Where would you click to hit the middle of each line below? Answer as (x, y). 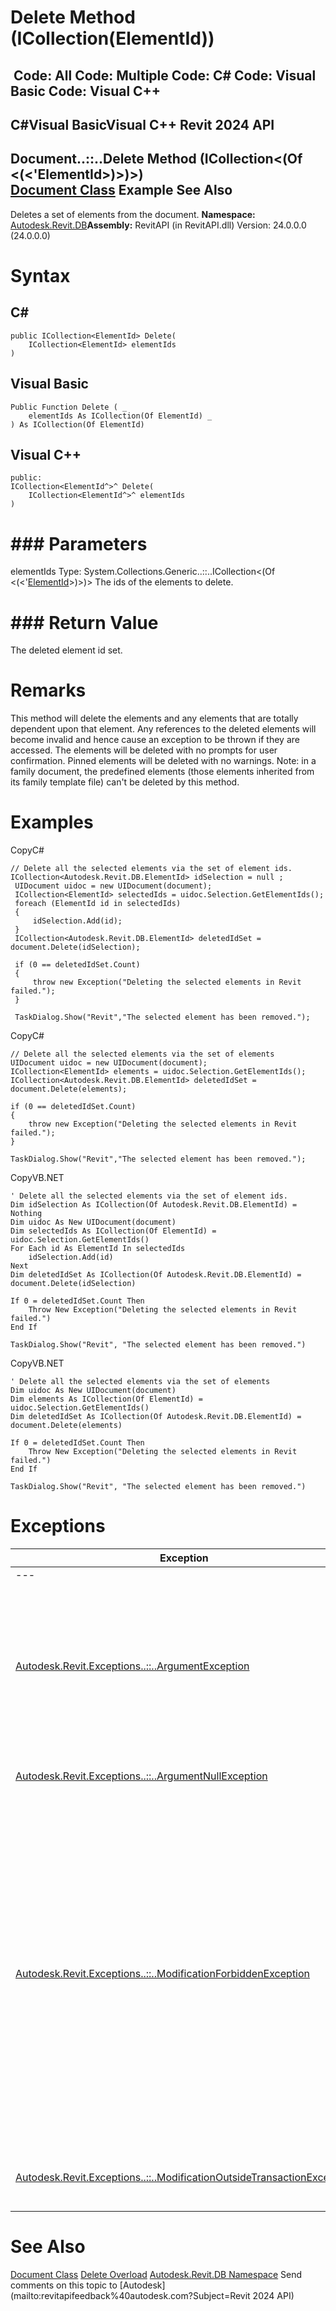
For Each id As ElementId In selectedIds (98, 1249)
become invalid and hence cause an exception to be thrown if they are (155, 740)
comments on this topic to (64, 2285)
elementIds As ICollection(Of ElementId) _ (120, 416)
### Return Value (84, 622)
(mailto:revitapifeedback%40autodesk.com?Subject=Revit (130, 2296)
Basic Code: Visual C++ (86, 91)
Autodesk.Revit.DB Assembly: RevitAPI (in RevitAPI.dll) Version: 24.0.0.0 (158, 225)
